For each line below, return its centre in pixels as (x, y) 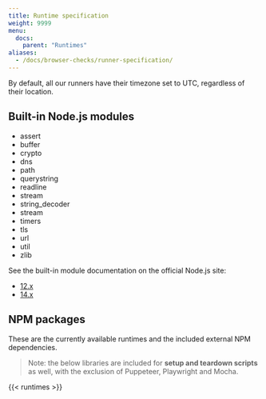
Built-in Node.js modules (71, 117)
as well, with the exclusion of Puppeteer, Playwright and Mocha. (133, 371)
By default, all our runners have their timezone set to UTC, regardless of (127, 83)
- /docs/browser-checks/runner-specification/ (94, 61)
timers (30, 221)
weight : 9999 (30, 23)
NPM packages (47, 319)
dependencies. (33, 347)
